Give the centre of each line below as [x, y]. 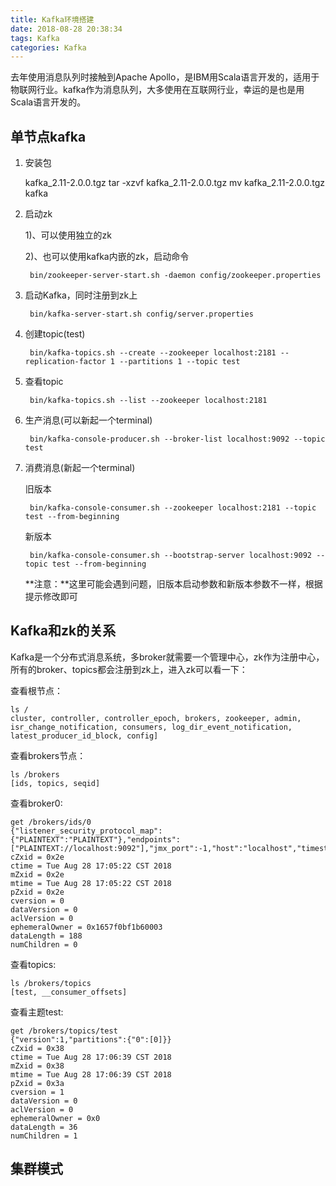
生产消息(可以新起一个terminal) [88, 420]
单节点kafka [48, 136]
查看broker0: [36, 803]
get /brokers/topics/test [64, 1031]
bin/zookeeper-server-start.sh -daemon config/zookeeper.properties [175, 276]
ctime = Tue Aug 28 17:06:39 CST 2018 [91, 1057]
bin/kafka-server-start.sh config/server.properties [141, 314]
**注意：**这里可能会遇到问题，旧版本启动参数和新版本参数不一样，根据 [173, 584]
